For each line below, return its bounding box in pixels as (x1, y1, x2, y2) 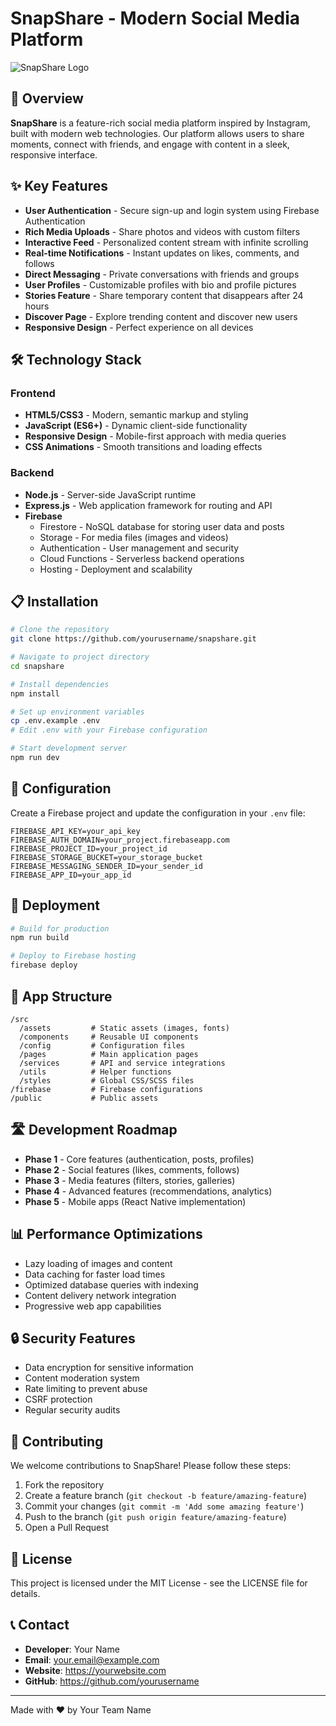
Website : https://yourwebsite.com (24, 1664, 167, 1676)
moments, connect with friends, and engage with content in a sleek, (10, 138, 290, 150)
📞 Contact (10, 1617, 70, 1634)
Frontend (10, 386, 56, 400)
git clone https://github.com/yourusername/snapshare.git (10, 634, 257, 644)
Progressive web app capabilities (24, 1300, 162, 1312)
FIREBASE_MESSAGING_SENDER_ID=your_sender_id (10, 861, 203, 871)
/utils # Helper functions (19, 1067, 172, 1077)
